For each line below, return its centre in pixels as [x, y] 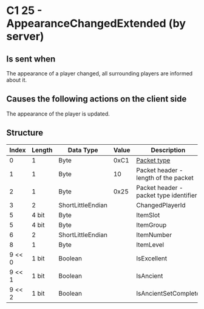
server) [25, 36]
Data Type [83, 150]
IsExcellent [152, 258]
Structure [25, 133]
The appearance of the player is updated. [58, 114]
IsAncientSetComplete [168, 293]
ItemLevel [150, 245]
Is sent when [31, 59]
